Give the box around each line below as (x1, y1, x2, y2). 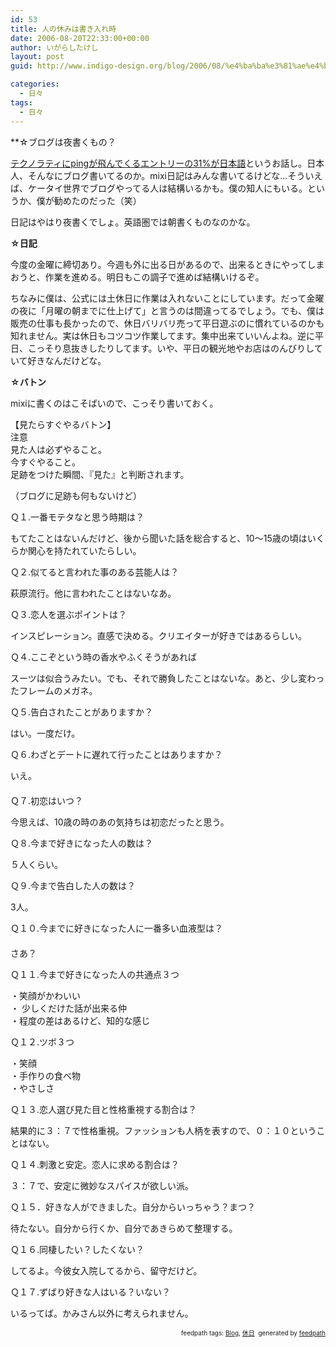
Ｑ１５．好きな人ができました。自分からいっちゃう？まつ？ (10, 1201, 256, 1213)
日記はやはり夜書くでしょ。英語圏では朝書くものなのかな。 (10, 216, 256, 228)
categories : (10, 79, 60, 90)
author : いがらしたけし (10, 42, 99, 53)
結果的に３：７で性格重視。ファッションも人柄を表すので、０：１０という (10, 1124, 317, 1136)
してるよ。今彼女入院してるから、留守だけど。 (10, 1264, 203, 1276)
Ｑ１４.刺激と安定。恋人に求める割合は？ (10, 1158, 180, 1170)
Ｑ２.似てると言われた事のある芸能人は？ (10, 566, 180, 578)
